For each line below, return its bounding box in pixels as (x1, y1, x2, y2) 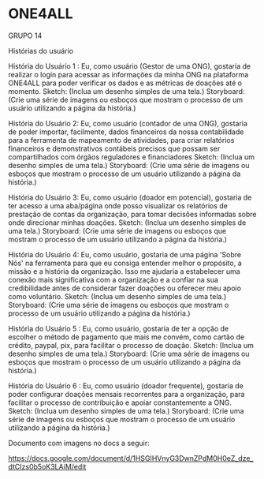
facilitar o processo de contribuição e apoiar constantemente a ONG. (8, 398, 232, 407)
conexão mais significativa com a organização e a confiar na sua (8, 275, 219, 284)
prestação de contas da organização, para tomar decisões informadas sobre (8, 209, 258, 219)
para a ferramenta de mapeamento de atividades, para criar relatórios (8, 135, 235, 144)
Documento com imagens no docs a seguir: (8, 438, 150, 447)
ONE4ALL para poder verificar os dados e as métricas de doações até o (8, 78, 243, 88)
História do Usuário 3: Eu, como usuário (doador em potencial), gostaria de (8, 193, 252, 202)
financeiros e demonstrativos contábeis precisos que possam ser (8, 144, 221, 153)
